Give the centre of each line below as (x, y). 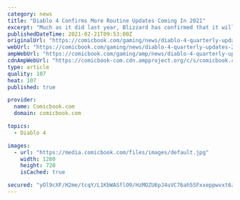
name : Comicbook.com (44, 107)
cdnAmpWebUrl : (29, 61)
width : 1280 (38, 159)
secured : (20, 185)
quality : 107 (27, 74)
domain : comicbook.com (47, 114)
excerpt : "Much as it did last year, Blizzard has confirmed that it (113, 27)
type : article (29, 67)
